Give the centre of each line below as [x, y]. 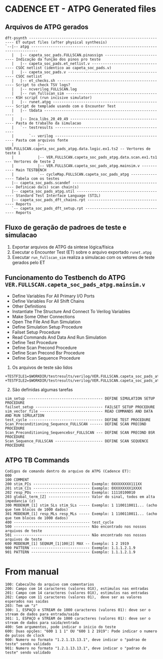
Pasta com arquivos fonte [42, 140]
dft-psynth [16, 38]
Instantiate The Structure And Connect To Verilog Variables [71, 311]
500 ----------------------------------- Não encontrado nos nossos [76, 527]
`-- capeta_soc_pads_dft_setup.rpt [47, 208]
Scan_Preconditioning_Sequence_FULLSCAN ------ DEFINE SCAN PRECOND [76, 424]
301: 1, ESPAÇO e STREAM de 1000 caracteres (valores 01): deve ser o [78, 619]
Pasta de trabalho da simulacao [49, 123]
